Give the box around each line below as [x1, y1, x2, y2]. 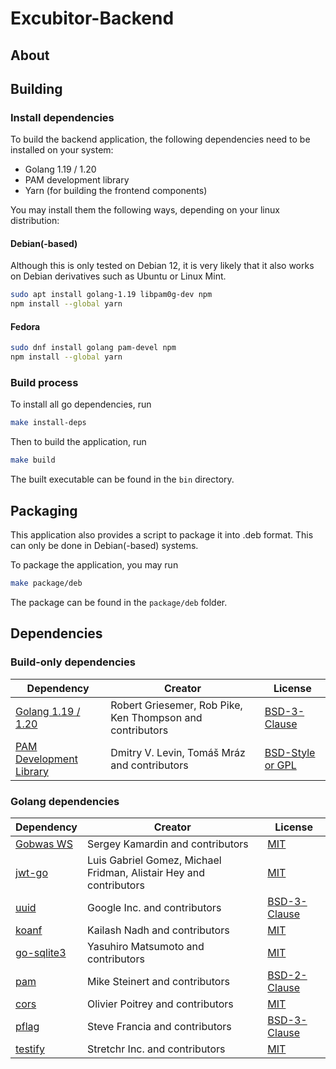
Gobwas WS [15, 837, 73, 851]
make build [10, 455, 56, 466]
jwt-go [15, 865, 48, 879]
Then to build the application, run [10, 436, 147, 448]
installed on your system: [10, 144, 114, 156]
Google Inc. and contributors [87, 900, 222, 914]
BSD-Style [264, 745, 316, 759]
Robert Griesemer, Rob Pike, [110, 698, 243, 712]
